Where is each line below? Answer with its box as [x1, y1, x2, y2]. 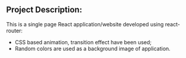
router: [6, 27, 23, 34]
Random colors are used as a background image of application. [14, 45, 171, 52]
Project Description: [6, 5, 82, 15]
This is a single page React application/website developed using [6, 20, 164, 28]
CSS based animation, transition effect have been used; [14, 38, 152, 45]
